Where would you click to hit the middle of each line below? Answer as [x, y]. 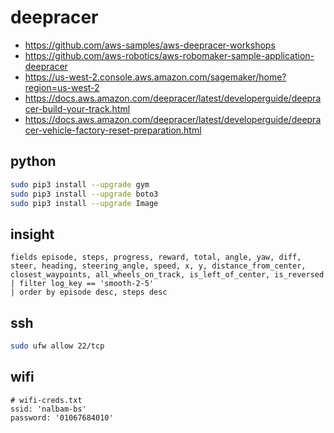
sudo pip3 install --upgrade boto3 [84, 194]
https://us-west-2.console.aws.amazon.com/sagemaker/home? [155, 77]
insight [32, 234]
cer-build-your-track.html [77, 108]
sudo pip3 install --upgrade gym [80, 184]
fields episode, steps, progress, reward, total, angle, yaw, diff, [156, 257]
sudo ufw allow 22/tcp [57, 346]
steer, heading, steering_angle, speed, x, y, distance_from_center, [158, 266]
